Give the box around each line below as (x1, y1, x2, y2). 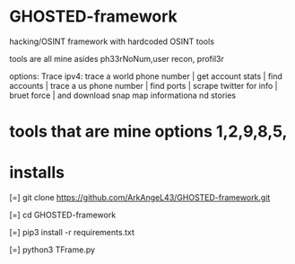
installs (9, 163, 65, 183)
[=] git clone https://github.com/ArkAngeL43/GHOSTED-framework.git (9, 192, 271, 203)
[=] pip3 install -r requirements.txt (9, 227, 134, 238)
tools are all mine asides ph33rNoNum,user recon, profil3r (9, 53, 224, 64)
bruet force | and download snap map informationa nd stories (9, 90, 236, 101)
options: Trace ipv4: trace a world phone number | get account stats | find (9, 70, 282, 82)
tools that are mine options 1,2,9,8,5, (9, 121, 288, 142)
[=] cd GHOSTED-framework (9, 209, 117, 221)
